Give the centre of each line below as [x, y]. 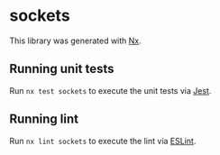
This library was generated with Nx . [75, 41]
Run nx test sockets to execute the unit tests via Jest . [110, 90]
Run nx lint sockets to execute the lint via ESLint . [103, 141]
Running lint [44, 119]
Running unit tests [62, 69]
